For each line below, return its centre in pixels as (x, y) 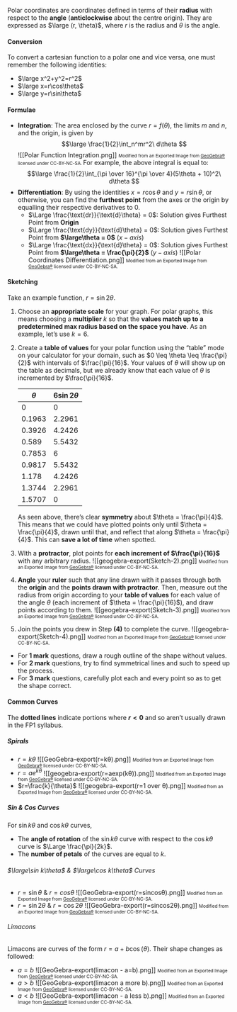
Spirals (18, 741)
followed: (21, 956)
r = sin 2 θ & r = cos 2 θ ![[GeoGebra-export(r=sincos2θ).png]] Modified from (123, 905)
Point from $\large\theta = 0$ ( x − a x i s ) (86, 237)
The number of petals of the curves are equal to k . (92, 854)
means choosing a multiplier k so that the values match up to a (110, 319)
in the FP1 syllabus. (35, 725)
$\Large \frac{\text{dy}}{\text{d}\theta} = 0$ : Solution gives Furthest (128, 230)
